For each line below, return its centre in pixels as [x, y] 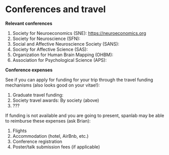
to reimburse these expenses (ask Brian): [48, 121]
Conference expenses [29, 70]
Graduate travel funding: [38, 95]
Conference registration [37, 141]
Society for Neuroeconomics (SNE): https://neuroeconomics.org [79, 33]
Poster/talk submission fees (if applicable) [56, 147]
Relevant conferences [29, 23]
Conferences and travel [55, 9]
